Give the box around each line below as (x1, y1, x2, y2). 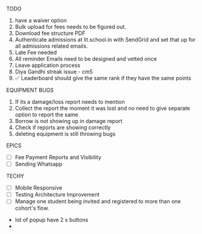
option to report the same (14, 111, 78, 118)
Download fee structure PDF (14, 30, 85, 37)
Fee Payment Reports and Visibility (14, 154, 102, 160)
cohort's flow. (14, 204, 49, 212)
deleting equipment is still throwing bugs (14, 130, 116, 138)
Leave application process (14, 62, 81, 69)
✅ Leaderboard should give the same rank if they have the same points (14, 75, 191, 81)
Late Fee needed (14, 49, 57, 56)
